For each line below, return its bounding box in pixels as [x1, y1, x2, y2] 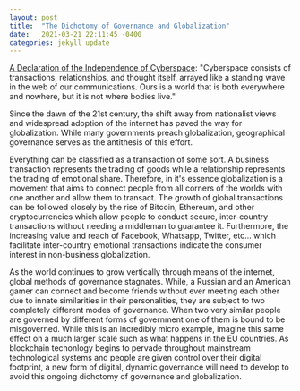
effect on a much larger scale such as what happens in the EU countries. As [9, 333, 289, 344]
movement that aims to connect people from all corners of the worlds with [9, 183, 283, 193]
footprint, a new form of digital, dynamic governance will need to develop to [9, 361, 289, 372]
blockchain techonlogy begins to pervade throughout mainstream [9, 343, 251, 353]
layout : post [9, 13, 58, 22]
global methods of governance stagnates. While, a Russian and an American [9, 276, 291, 287]
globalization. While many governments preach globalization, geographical [9, 127, 285, 139]
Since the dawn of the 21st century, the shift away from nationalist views [9, 108, 277, 119]
